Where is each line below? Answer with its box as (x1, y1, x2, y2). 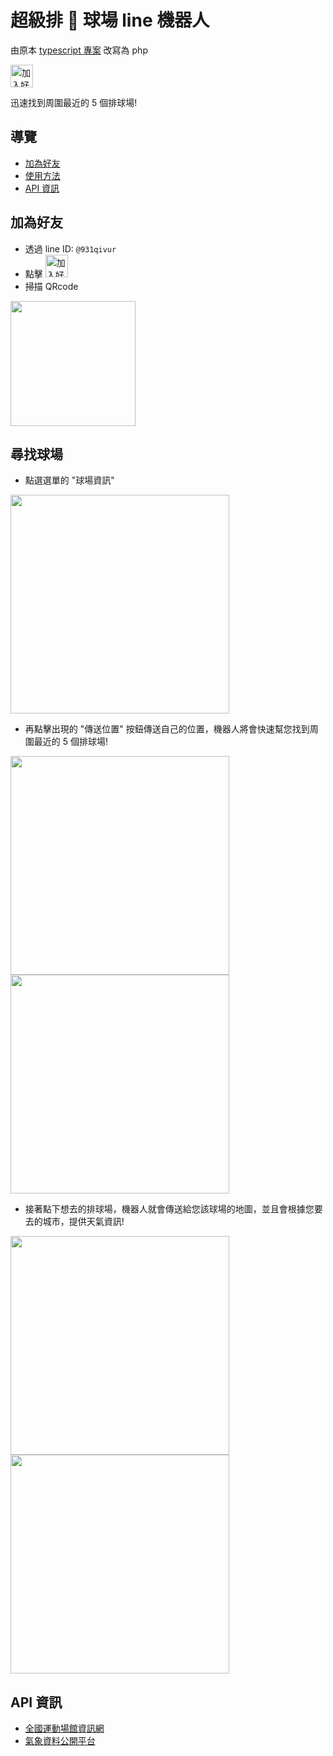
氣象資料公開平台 (24, 1735, 96, 1747)
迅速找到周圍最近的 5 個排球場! (10, 96, 138, 108)
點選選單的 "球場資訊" (24, 474, 115, 486)
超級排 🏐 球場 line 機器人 (10, 9, 210, 32)
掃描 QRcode (24, 280, 79, 292)
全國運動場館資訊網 (24, 1722, 105, 1735)
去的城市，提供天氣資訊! (24, 1216, 125, 1228)
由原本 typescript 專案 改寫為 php (10, 44, 148, 56)
